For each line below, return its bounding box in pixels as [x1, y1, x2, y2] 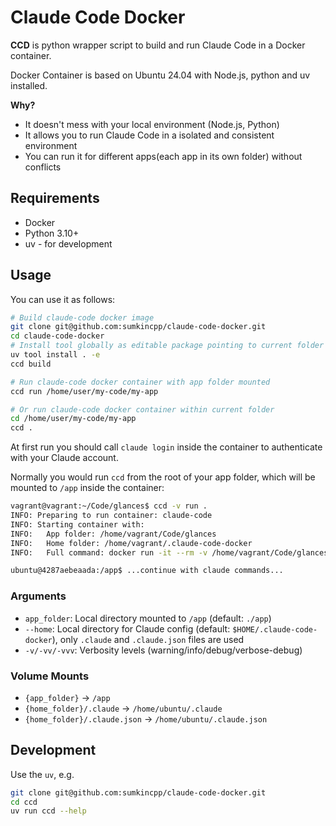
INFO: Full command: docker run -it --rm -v [10, 547, 208, 558]
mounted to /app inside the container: [10, 482, 165, 494]
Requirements [10, 190, 100, 207]
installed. [10, 79, 48, 91]
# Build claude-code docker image [10, 312, 155, 323]
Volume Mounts [10, 669, 90, 683]
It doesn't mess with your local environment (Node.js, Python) [24, 118, 280, 130]
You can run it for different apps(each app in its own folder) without [24, 150, 303, 162]
